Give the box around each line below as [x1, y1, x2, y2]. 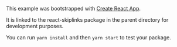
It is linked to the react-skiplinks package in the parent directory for [6, 16, 169, 23]
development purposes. [6, 23, 64, 29]
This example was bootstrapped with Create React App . [6, 5, 141, 12]
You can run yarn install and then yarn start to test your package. [6, 34, 171, 41]
